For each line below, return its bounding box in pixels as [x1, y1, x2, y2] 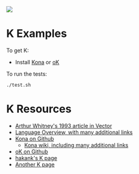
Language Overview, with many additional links [15, 129, 133, 136]
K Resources [6, 102, 72, 116]
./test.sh [6, 82, 32, 88]
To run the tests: [6, 70, 47, 78]
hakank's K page [15, 154, 58, 161]
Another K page [15, 161, 55, 168]
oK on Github [15, 148, 49, 155]
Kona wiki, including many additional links [24, 141, 129, 149]
